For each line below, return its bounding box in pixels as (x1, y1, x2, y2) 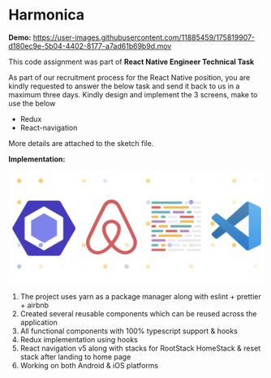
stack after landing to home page (19, 352, 131, 362)
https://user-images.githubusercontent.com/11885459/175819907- (32, 32, 256, 42)
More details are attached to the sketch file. (8, 138, 154, 148)
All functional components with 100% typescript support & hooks (19, 326, 238, 336)
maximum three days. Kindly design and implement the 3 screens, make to (8, 89, 258, 99)
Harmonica (8, 6, 85, 24)
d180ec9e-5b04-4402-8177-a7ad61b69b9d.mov (8, 41, 172, 50)
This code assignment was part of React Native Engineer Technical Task (8, 57, 255, 67)
